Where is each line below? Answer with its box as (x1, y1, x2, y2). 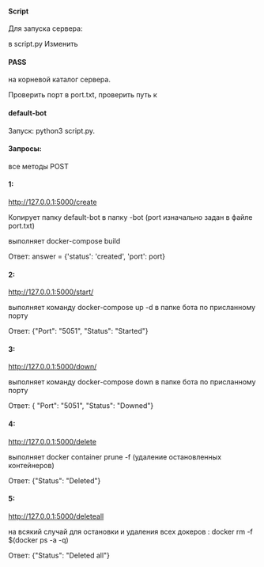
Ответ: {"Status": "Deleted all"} (8, 550, 111, 560)
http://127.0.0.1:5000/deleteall (8, 511, 104, 521)
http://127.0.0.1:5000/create (8, 198, 97, 207)
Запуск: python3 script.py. (8, 126, 96, 135)
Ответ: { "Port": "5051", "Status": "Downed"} (8, 401, 154, 410)
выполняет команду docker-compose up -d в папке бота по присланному (8, 303, 256, 312)
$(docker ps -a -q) (8, 535, 69, 545)
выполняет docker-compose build (8, 236, 121, 246)
